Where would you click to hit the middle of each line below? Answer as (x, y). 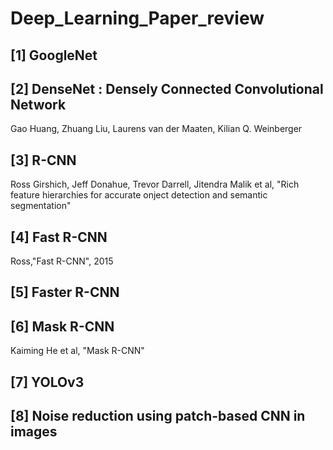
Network (38, 104)
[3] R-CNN (43, 160)
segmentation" (41, 206)
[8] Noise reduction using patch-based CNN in (158, 416)
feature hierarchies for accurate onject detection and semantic (139, 195)
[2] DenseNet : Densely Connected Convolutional (167, 88)
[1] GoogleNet (54, 55)
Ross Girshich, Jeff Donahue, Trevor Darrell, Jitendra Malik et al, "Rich (155, 184)
